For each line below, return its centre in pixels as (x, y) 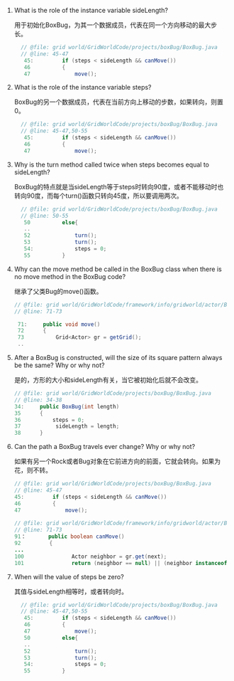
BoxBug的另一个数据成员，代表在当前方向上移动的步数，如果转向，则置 (118, 102)
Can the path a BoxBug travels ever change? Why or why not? (105, 447)
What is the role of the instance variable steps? (83, 88)
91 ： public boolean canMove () (69, 537)
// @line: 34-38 (38, 400)
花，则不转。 (33, 470)
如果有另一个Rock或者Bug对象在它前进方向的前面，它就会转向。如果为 (117, 461)
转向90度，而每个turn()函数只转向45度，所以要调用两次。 (98, 196)
